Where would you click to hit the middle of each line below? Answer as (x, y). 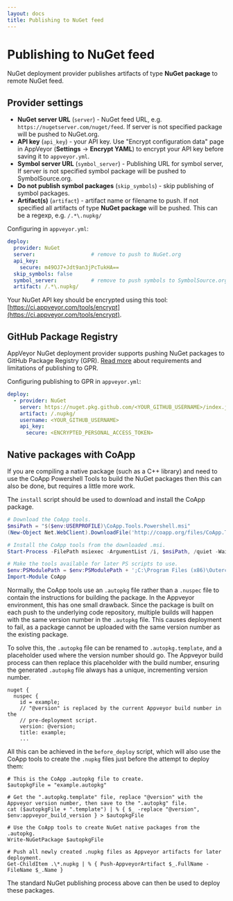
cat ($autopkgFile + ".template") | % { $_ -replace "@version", (103, 809)
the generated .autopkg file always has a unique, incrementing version (107, 670)
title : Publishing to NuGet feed (55, 20)
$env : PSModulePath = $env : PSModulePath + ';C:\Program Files (97, 571)
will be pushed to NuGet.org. (58, 134)
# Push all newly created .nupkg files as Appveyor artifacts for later (114, 852)
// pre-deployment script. (59, 721)
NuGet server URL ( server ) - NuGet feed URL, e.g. (89, 119)
